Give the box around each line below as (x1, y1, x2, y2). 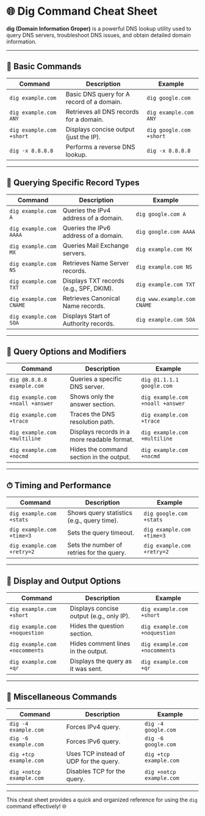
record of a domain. (65, 97, 122, 106)
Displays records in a (70, 428, 130, 436)
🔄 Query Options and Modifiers (6, 346, 127, 357)
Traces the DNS (70, 410, 115, 418)
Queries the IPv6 (62, 223, 111, 232)
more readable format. (70, 436, 134, 444)
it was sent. (70, 665, 103, 673)
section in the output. (70, 453, 131, 461)
